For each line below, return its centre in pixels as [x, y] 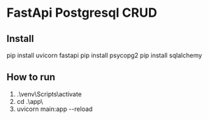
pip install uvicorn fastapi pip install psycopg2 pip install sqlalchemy [104, 55]
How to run [31, 77]
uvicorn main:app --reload [55, 109]
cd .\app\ [30, 101]
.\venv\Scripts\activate [49, 94]
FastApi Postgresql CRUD [82, 13]
